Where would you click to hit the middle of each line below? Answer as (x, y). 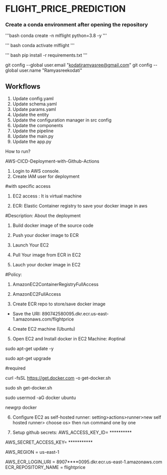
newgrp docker (21, 408)
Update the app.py (32, 142)
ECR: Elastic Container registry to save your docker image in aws (80, 206)
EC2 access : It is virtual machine (47, 196)
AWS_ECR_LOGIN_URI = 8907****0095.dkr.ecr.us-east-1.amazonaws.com (84, 462)
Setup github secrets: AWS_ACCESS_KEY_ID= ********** (72, 432)
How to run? (18, 151)
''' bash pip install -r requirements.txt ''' (46, 55)
